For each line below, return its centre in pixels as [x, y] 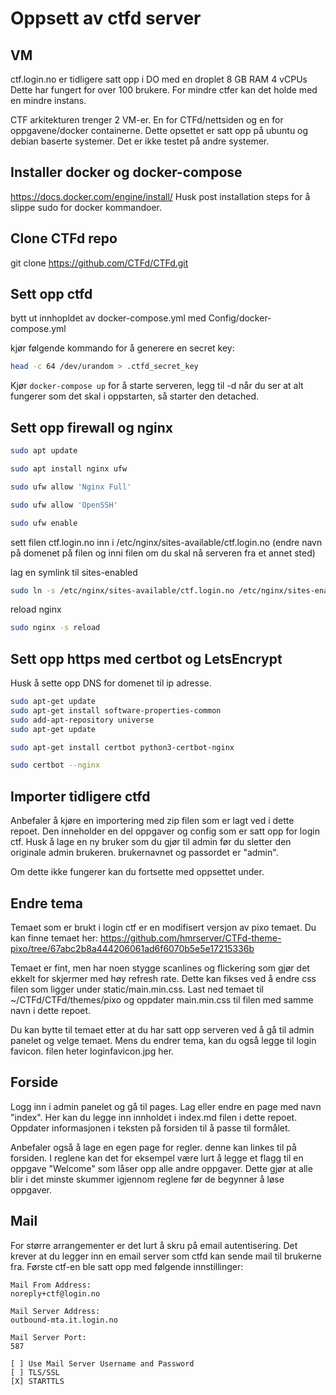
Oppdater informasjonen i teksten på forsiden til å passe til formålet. [150, 1128]
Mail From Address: [51, 1285]
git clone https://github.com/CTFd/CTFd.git [99, 263]
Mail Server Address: [55, 1311]
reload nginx [36, 609]
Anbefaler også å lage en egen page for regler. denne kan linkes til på [153, 1147]
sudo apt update [44, 451]
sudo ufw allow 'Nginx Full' [71, 487]
